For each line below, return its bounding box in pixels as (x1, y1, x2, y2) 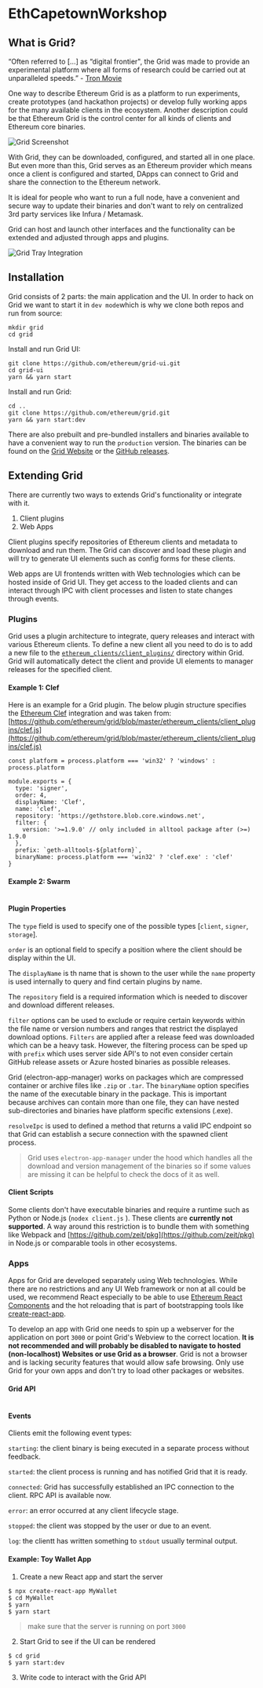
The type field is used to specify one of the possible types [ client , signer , (8, 921, 249, 930)
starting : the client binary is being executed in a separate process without (8, 1444, 250, 1453)
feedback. (8, 1452, 41, 1461)
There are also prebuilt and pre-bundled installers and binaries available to (8, 429, 250, 439)
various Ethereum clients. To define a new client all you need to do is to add (8, 639, 253, 649)
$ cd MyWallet (8, 1594, 55, 1602)
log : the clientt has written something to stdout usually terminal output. (8, 1536, 238, 1546)
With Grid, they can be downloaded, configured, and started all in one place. (8, 152, 255, 162)
